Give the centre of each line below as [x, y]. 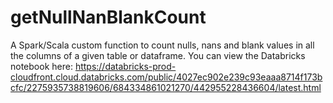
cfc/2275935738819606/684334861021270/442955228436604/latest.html [166, 87]
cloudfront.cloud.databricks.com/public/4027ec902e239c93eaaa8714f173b [166, 77]
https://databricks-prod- [125, 66]
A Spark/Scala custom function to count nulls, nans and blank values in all [162, 45]
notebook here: [41, 66]
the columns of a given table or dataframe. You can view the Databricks [158, 55]
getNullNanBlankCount [108, 17]
